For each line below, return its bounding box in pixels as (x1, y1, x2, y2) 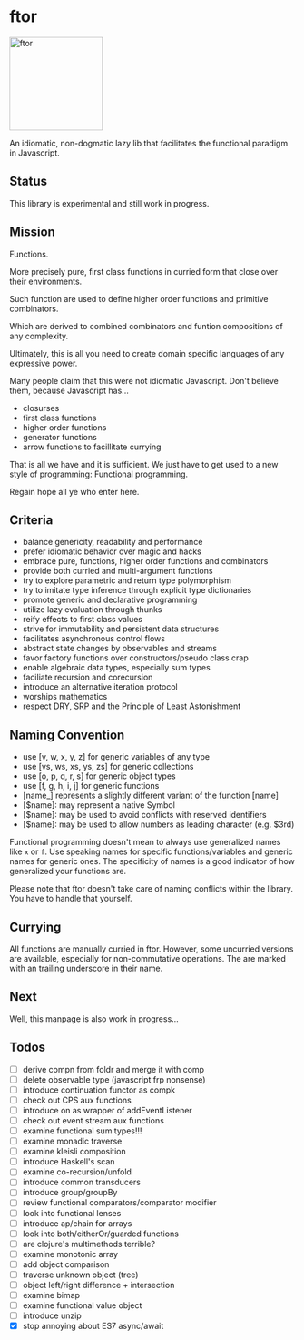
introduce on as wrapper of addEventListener (22, 1104, 192, 1115)
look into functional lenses (22, 1207, 122, 1218)
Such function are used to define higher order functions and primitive (9, 293, 269, 304)
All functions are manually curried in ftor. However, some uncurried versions (9, 943, 294, 954)
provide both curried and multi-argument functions (22, 566, 213, 577)
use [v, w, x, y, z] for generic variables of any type (22, 751, 211, 762)
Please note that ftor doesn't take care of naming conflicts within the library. (9, 883, 293, 894)
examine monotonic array (22, 1248, 119, 1259)
